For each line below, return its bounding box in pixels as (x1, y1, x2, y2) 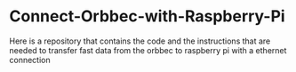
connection (9, 54, 51, 65)
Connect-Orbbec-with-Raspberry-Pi (9, 6, 286, 27)
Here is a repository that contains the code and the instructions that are (9, 36, 271, 46)
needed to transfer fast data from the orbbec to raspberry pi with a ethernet (9, 44, 287, 55)
